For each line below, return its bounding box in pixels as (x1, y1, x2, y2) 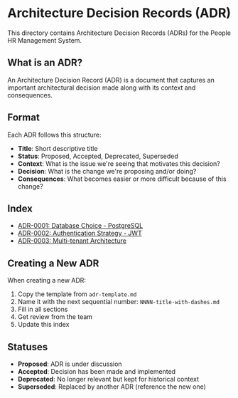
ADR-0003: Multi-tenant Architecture (17, 236, 126, 245)
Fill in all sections (17, 305, 68, 314)
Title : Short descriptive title (17, 144, 98, 152)
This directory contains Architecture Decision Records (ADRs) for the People (7, 28, 231, 37)
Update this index (17, 320, 70, 329)
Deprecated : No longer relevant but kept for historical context (17, 375, 200, 383)
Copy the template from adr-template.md (17, 290, 137, 298)
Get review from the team (17, 313, 93, 321)
